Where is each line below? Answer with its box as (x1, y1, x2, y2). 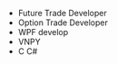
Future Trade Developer (17, 8, 107, 18)
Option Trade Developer (17, 17, 109, 28)
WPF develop (17, 27, 69, 37)
